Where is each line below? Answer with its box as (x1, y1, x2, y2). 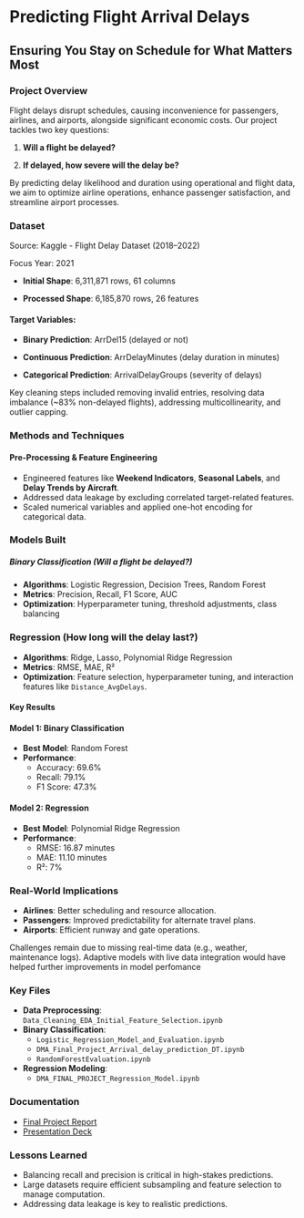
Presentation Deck (22, 1126, 93, 1137)
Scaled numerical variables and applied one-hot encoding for (22, 501, 253, 512)
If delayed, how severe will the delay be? (22, 160, 179, 170)
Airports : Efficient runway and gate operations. (22, 924, 200, 935)
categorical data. (22, 511, 86, 521)
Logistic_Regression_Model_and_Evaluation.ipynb (35, 1036, 225, 1045)
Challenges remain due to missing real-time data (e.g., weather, (9, 942, 248, 953)
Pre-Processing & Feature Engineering (9, 451, 157, 462)
